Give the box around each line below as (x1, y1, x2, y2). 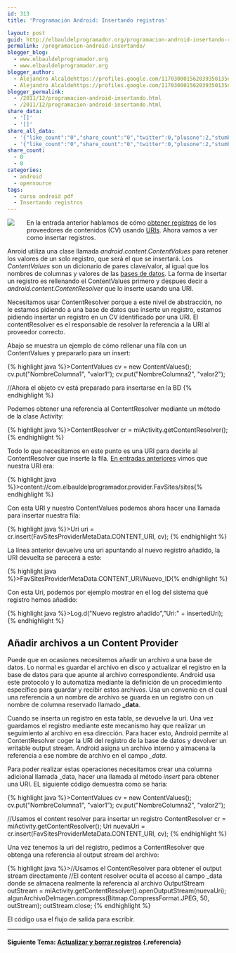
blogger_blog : (7, 49, 49, 56)
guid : (7, 36, 23, 43)
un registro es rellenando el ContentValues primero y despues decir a (7, 277, 209, 285)
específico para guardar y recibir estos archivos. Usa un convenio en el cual (7, 685, 228, 694)
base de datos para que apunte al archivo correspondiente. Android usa (7, 670, 216, 678)
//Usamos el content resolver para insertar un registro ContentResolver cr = (7, 814, 226, 822)
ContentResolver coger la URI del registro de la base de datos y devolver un (7, 736, 227, 744)
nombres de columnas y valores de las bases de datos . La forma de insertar (7, 270, 227, 278)
